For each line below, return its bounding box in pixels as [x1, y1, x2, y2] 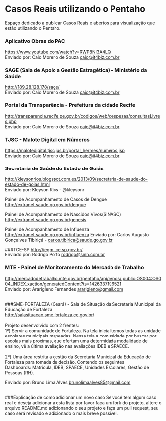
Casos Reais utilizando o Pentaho [5, 3, 145, 15]
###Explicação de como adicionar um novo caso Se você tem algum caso [5, 394, 157, 400]
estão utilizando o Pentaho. [5, 25, 61, 31]
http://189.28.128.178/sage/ [5, 84, 60, 90]
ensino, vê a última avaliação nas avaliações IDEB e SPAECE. [5, 343, 129, 349]
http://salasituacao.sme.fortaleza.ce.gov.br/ [5, 312, 95, 318]
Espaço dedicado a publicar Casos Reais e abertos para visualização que [5, 20, 155, 26]
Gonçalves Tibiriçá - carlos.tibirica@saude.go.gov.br [5, 237, 113, 243]
